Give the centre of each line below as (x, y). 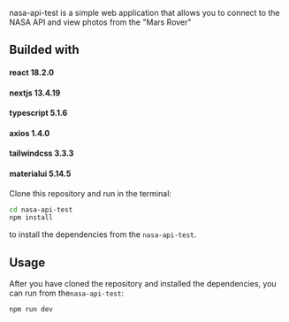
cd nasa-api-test (41, 210)
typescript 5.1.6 (38, 113)
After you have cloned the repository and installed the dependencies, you (143, 284)
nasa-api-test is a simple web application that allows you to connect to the (144, 13)
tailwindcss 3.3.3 (42, 153)
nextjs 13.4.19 (35, 93)
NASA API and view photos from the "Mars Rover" (100, 22)
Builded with (44, 50)
